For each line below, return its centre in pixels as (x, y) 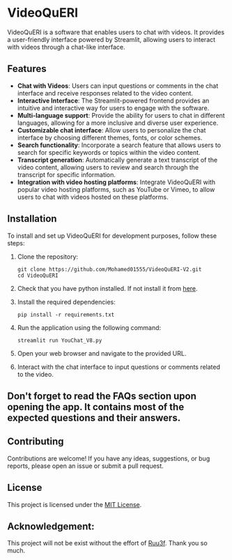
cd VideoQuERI (38, 275)
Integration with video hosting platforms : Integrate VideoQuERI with (116, 182)
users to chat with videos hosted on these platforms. (93, 197)
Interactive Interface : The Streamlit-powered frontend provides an (113, 100)
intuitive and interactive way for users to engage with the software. (113, 108)
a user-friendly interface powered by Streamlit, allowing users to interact (111, 39)
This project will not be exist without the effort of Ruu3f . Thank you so (107, 543)
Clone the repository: (48, 257)
